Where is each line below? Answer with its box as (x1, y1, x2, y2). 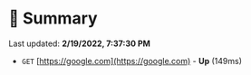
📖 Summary (8, 8, 98, 29)
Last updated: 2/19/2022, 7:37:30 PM (8, 38, 151, 49)
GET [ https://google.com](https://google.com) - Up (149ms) (21, 55, 242, 66)
